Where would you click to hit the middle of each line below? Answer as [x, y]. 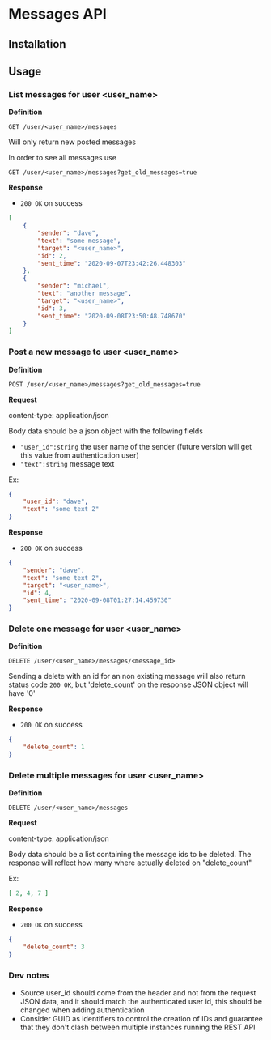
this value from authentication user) [79, 455]
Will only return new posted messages [72, 142]
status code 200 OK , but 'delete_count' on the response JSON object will [129, 684]
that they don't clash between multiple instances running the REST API [138, 1027]
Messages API [57, 14]
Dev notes [29, 975]
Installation [37, 44]
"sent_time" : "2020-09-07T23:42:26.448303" [112, 263]
